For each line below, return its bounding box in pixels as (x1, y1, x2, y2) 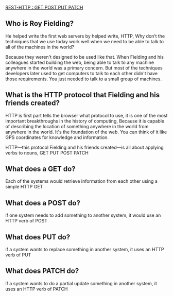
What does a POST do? (5, 198, 81, 207)
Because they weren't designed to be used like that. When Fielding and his (5, 54, 164, 60)
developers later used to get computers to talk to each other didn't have (5, 70, 158, 76)
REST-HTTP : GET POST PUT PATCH (5, 5, 83, 10)
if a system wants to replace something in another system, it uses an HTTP (5, 247, 164, 253)
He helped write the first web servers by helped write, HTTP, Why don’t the (5, 33, 165, 39)
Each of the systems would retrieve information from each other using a (5, 178, 158, 184)
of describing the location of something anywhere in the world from (5, 123, 149, 129)
